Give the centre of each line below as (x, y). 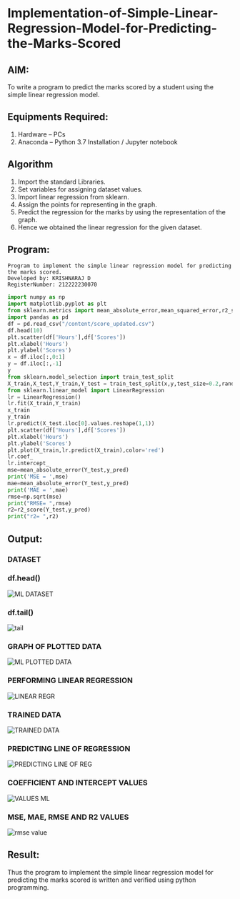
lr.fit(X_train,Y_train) (44, 404)
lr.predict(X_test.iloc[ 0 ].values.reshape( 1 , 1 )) (81, 424)
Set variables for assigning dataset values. (80, 189)
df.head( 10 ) (25, 330)
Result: (24, 855)
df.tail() (21, 612)
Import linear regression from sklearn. (74, 197)
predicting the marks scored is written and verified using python (102, 880)
